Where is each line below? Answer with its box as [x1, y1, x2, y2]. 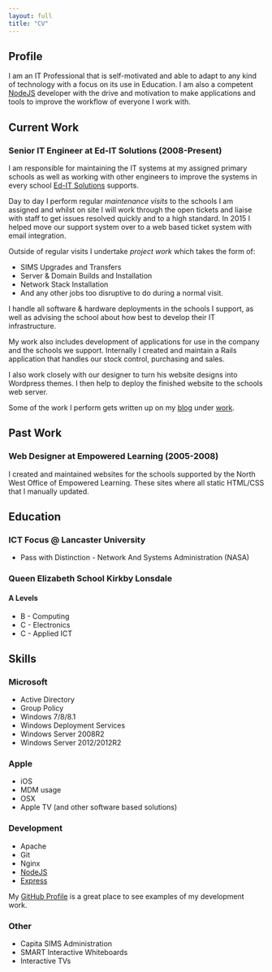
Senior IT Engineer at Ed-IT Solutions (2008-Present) [8, 145, 222, 156]
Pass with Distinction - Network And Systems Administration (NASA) [19, 553, 250, 563]
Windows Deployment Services [19, 720, 126, 731]
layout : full [8, 11, 53, 20]
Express [19, 875, 48, 885]
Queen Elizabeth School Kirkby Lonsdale [8, 573, 173, 585]
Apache [19, 841, 47, 851]
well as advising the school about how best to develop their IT [8, 313, 216, 322]
